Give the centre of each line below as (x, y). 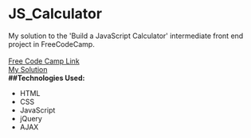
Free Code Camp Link (44, 61)
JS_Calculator (55, 14)
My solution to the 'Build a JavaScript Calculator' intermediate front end (126, 36)
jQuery (31, 118)
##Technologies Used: (47, 78)
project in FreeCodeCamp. (52, 44)
